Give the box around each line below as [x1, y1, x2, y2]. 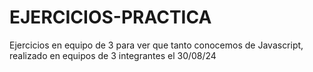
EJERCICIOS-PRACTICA [9, 6, 212, 29]
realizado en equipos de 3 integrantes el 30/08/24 [9, 49, 217, 61]
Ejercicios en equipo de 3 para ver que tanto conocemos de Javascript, [9, 39, 304, 51]
